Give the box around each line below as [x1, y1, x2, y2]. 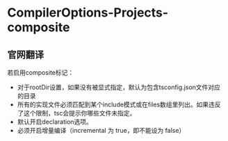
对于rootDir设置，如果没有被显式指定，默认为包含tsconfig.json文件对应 [17, 83, 221, 91]
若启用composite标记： [7, 68, 74, 77]
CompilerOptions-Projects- [7, 5, 169, 21]
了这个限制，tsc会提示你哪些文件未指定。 [17, 109, 136, 117]
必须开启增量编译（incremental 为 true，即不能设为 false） [17, 126, 186, 134]
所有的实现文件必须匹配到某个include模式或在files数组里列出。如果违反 [17, 100, 221, 109]
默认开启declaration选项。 [17, 117, 92, 126]
